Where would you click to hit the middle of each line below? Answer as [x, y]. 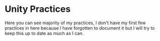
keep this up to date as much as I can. [44, 33]
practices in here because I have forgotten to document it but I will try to [80, 28]
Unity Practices [38, 9]
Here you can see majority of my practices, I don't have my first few [75, 23]
